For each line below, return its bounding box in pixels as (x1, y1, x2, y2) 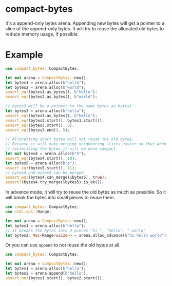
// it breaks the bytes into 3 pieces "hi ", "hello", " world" (5, 228, 146, 233)
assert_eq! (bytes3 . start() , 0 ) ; (5, 123, 74, 128)
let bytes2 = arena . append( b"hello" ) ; (5, 271, 88, 276)
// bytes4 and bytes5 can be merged (5, 170, 84, 175)
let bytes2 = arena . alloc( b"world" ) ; (5, 85, 86, 90)
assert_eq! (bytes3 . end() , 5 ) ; (5, 127, 70, 132)
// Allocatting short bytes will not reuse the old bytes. (5, 137, 135, 142)
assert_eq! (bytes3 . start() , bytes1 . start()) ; (5, 118, 104, 123)
